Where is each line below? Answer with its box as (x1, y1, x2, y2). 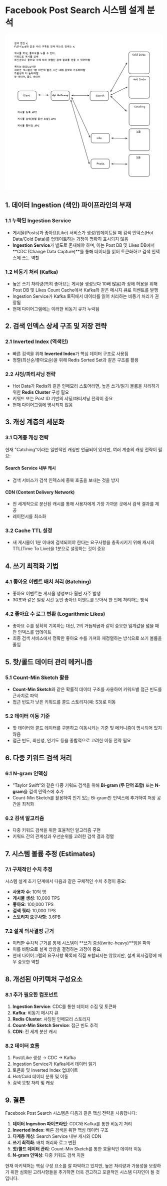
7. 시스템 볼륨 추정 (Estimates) (5, 850, 95, 858)
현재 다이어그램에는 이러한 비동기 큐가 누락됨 (12, 306, 100, 312)
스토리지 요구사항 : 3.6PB (12, 914, 61, 920)
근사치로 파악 (12, 693, 38, 699)
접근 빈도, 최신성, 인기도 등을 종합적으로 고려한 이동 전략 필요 (12, 738, 131, 744)
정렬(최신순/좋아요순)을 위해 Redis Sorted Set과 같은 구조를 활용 (12, 357, 139, 363)
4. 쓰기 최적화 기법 (5, 562, 59, 570)
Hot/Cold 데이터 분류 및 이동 (12, 1074, 68, 1080)
